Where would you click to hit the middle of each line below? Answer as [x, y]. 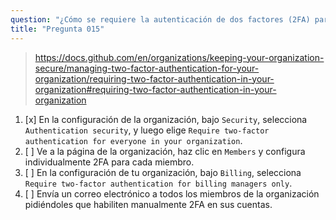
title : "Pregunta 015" [57, 29]
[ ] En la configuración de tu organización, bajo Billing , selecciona [163, 172]
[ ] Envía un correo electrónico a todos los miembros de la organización [172, 193]
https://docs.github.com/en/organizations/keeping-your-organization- [179, 57]
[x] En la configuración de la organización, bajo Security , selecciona [166, 119]
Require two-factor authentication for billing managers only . [158, 183]
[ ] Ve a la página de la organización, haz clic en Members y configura [165, 151]
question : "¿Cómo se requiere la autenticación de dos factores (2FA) [160, 19]
